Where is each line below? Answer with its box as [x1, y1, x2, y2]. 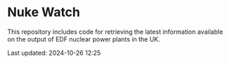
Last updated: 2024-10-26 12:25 [7, 49, 101, 57]
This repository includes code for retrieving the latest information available [7, 27, 224, 36]
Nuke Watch [7, 4, 81, 20]
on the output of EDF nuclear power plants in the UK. [7, 34, 160, 43]
